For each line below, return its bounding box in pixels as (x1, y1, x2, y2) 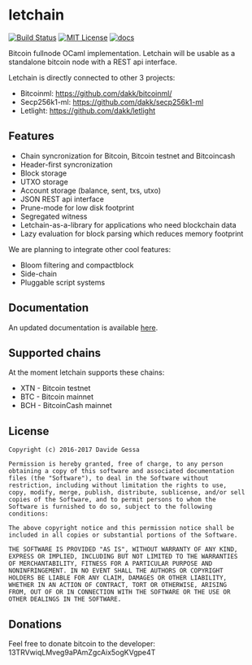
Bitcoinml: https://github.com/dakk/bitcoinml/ (20, 88, 172, 98)
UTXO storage (20, 176, 69, 186)
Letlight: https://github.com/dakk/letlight (20, 106, 156, 115)
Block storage (20, 168, 67, 178)
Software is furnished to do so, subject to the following (8, 502, 213, 511)
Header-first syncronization (20, 159, 113, 169)
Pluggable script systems (20, 277, 106, 287)
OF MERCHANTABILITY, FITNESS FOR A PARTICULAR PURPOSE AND (8, 559, 213, 568)
